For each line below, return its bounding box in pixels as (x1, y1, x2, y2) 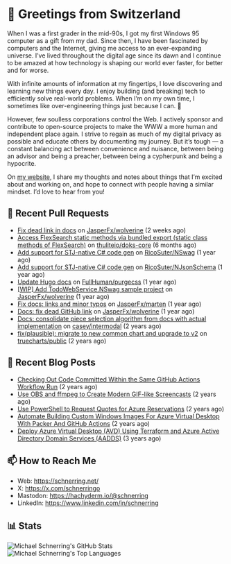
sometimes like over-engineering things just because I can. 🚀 (7, 101, 182, 110)
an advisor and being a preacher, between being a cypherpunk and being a (7, 152, 222, 160)
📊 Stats (7, 520, 42, 531)
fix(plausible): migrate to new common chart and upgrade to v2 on (17, 329, 207, 337)
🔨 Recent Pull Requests (7, 207, 110, 219)
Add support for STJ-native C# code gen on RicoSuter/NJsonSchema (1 (17, 263, 223, 271)
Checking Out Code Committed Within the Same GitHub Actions (17, 375, 200, 384)
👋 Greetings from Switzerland (7, 6, 181, 22)
